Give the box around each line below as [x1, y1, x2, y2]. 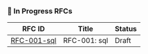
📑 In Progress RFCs [7, 6, 73, 16]
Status [115, 24, 137, 34]
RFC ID [21, 24, 45, 34]
